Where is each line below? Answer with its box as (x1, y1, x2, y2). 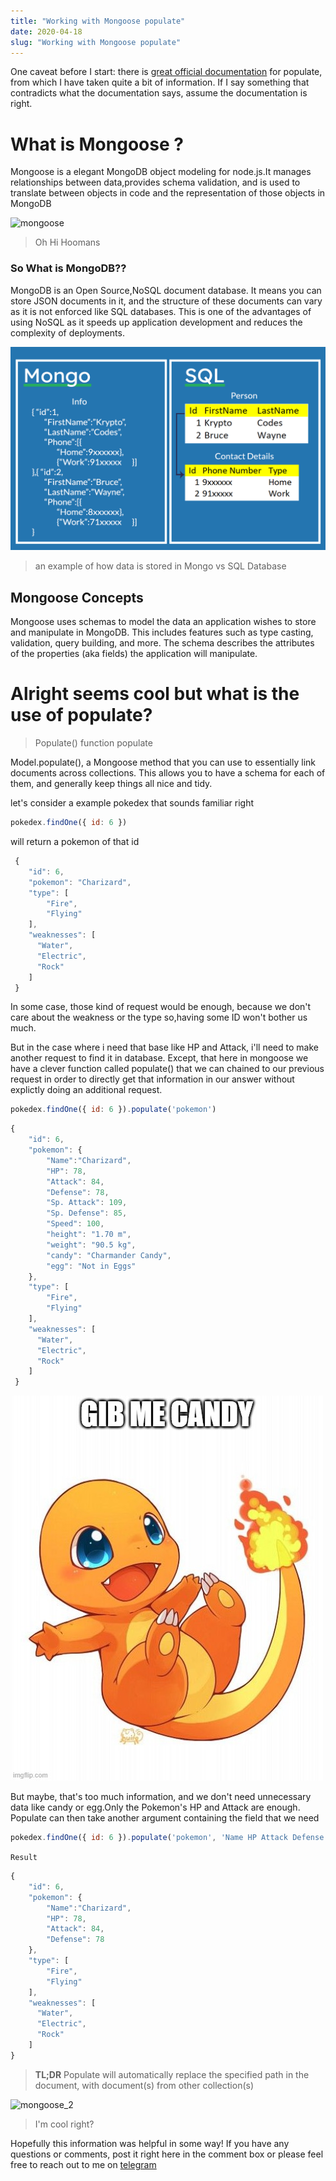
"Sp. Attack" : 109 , (46, 1198, 128, 1208)
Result (10, 1853, 38, 1863)
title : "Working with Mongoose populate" (10, 16, 186, 26)
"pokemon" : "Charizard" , (28, 877, 132, 887)
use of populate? (10, 704, 153, 727)
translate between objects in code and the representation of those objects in (10, 187, 326, 199)
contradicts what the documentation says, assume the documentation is (10, 87, 308, 99)
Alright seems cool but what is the (10, 683, 300, 705)
